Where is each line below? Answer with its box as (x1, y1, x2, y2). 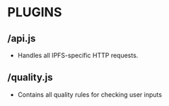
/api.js (7, 33, 36, 45)
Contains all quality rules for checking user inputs (17, 90, 163, 99)
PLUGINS (7, 4, 62, 20)
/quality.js (7, 71, 53, 83)
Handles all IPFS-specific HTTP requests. (17, 51, 139, 59)
